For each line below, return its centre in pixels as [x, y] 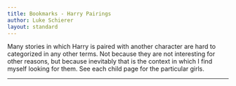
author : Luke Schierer [40, 20]
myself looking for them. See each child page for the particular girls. [106, 69]
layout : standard [33, 27]
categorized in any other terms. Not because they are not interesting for [111, 54]
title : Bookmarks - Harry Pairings [59, 14]
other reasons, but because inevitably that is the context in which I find [110, 62]
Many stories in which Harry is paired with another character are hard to [112, 47]
